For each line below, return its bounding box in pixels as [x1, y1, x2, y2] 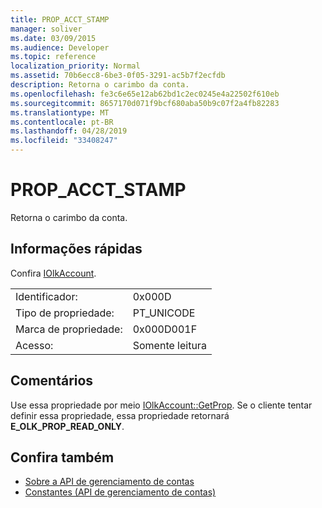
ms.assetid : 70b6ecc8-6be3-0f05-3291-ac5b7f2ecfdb [10, 71, 226, 81]
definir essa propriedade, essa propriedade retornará [10, 409, 230, 421]
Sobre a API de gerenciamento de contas [24, 476, 195, 488]
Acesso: [15, 338, 54, 352]
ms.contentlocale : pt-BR [10, 117, 114, 127]
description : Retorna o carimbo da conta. [10, 80, 190, 90]
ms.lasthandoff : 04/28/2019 [10, 126, 128, 136]
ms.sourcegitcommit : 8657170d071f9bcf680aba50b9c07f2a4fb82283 [10, 98, 280, 108]
